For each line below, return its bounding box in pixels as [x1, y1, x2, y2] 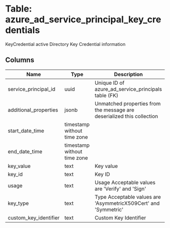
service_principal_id [8, 85, 56, 92]
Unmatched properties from [94, 100, 161, 107]
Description [114, 71, 143, 78]
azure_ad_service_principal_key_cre [5, 14, 161, 25]
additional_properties [8, 106, 58, 113]
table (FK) [94, 92, 118, 99]
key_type [8, 200, 29, 207]
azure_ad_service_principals [94, 85, 162, 92]
